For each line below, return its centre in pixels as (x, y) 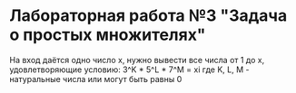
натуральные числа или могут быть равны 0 (96, 79)
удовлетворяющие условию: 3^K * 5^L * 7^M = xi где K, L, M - (129, 70)
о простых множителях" (108, 35)
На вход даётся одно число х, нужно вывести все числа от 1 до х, (137, 60)
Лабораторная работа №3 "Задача (148, 16)
